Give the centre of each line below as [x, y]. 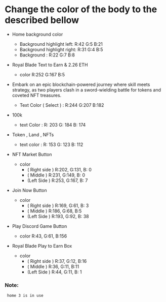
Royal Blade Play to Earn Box [42, 246]
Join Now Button [29, 190]
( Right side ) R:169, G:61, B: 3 [58, 205]
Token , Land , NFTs [33, 134]
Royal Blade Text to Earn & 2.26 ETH [50, 65]
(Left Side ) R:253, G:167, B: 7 [57, 180]
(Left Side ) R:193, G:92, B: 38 [58, 216]
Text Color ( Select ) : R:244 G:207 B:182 [62, 105]
